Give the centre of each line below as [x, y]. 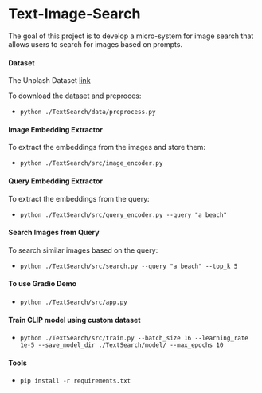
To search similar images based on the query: [83, 250]
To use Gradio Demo [43, 284]
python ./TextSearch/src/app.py [73, 302]
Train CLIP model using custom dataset [74, 320]
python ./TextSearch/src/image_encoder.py [91, 163]
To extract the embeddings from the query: [79, 198]
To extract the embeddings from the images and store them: [107, 147]
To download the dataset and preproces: [75, 96]
